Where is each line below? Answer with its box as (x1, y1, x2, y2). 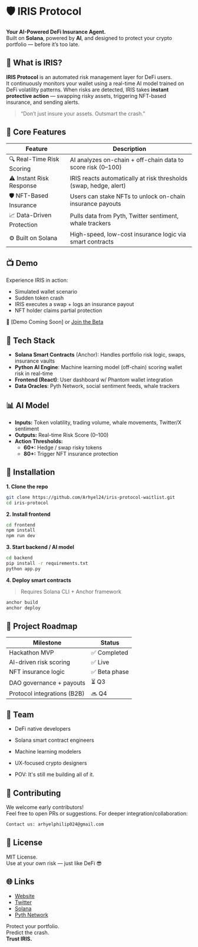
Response (9, 181, 37, 189)
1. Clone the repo (6, 483, 48, 490)
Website (14, 892, 35, 899)
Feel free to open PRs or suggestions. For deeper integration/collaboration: (6, 810, 188, 817)
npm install (6, 527, 35, 534)
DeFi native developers (14, 725, 71, 732)
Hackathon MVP (9, 649, 54, 657)
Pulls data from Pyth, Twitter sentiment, (70, 212, 179, 220)
